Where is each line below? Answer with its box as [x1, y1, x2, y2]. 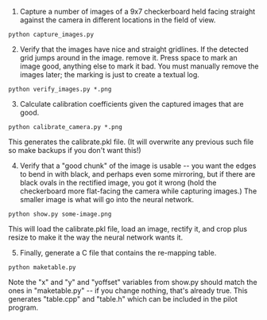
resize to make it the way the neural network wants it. [8, 232, 184, 242]
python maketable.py [8, 263, 77, 271]
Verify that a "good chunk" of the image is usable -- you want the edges [19, 161, 257, 170]
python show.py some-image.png [8, 210, 112, 218]
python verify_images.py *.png [8, 85, 112, 93]
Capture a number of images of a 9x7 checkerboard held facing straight [19, 7, 256, 16]
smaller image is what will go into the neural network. [19, 195, 195, 204]
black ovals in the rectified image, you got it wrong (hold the [19, 178, 217, 187]
